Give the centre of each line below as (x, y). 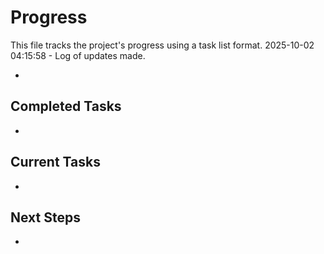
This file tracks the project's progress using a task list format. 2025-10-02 (162, 45)
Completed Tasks (66, 106)
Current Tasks (55, 162)
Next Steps (45, 217)
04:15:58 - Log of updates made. (78, 55)
